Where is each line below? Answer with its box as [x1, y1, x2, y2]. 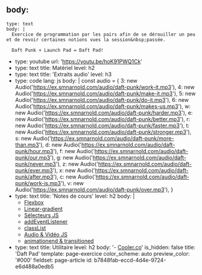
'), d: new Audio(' [39, 141, 82, 148]
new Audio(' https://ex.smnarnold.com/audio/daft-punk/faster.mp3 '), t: [14, 122, 190, 129]
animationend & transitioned [24, 237, 94, 244]
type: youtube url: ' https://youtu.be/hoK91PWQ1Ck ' [14, 57, 143, 65]
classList [24, 224, 46, 232]
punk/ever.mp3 [14, 166, 53, 174]
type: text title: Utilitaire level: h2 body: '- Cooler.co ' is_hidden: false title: [14, 244, 196, 251]
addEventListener [24, 218, 68, 225]
